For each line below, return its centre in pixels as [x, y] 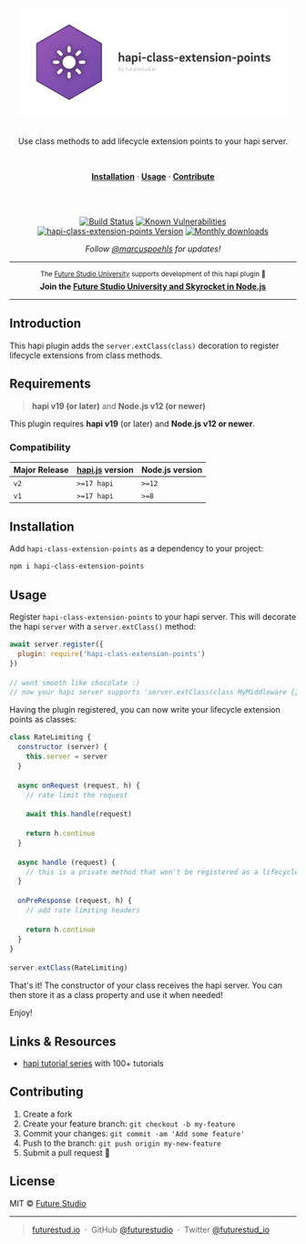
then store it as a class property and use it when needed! [116, 995]
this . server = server [66, 757]
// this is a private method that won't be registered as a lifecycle [163, 872]
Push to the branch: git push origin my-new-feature [122, 1143]
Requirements [50, 384]
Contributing [46, 1092]
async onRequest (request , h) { [79, 786]
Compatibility [40, 447]
